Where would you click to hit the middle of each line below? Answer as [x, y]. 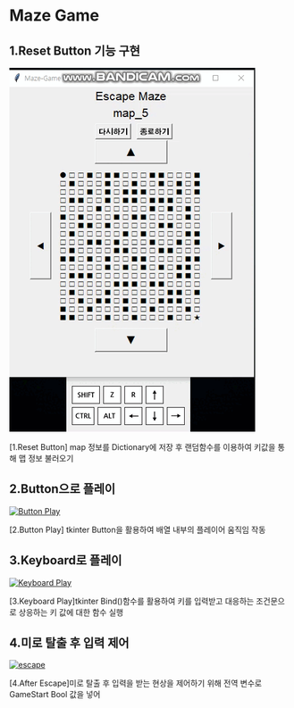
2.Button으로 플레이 [63, 489]
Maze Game [55, 16]
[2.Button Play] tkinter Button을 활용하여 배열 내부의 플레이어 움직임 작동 [138, 529]
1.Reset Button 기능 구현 [75, 50]
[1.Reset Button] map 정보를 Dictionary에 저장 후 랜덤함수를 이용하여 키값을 [143, 447]
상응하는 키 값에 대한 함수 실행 [71, 612]
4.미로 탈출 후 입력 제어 [69, 643]
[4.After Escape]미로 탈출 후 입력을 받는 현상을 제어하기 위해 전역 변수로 [135, 683]
